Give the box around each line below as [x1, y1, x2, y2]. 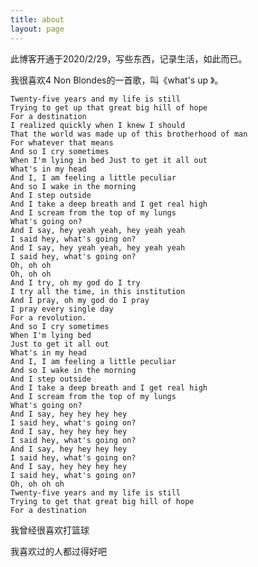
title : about [10, 14, 65, 25]
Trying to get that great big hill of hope [10, 496, 195, 506]
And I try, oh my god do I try [10, 277, 141, 288]
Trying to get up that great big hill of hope [10, 102, 208, 113]
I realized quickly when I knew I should [10, 120, 186, 130]
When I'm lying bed [10, 330, 92, 340]
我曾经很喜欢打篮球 [10, 524, 90, 536]
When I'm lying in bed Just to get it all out [10, 155, 208, 165]
